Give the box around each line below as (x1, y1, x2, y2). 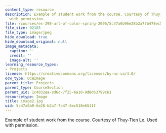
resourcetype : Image (5, 94, 48, 99)
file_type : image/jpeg (5, 30, 52, 35)
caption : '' (9, 48, 35, 53)
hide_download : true (5, 35, 48, 40)
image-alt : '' (9, 58, 39, 63)
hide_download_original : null (5, 39, 68, 44)
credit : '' (9, 53, 32, 58)
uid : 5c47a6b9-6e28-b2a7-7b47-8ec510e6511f (5, 103, 96, 108)
